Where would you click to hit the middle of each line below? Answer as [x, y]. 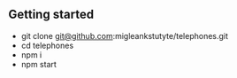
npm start [38, 64]
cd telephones [47, 45]
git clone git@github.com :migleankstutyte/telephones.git [125, 35]
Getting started [51, 15]
